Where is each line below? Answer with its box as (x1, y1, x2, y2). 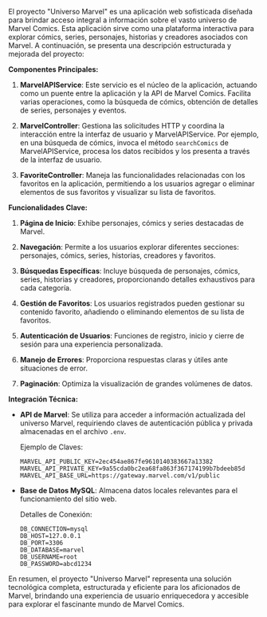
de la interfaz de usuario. (19, 155, 102, 164)
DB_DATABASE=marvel (19, 546, 85, 554)
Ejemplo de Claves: (19, 442, 84, 452)
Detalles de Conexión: (19, 510, 92, 519)
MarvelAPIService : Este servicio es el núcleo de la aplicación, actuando (19, 80, 257, 89)
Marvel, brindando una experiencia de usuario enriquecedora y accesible (8, 591, 249, 600)
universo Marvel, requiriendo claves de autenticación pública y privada (19, 418, 253, 428)
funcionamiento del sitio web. (19, 494, 117, 504)
